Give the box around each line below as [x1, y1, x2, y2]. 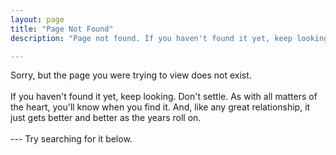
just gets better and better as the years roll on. [10, 112, 202, 124]
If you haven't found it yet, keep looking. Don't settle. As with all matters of [10, 91, 318, 103]
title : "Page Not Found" [10, 24, 114, 34]
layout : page [10, 14, 65, 25]
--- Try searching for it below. [10, 133, 133, 145]
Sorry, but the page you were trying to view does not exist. [10, 69, 252, 81]
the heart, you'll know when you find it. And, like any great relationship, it [10, 101, 311, 113]
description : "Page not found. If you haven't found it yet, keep [10, 33, 293, 43]
